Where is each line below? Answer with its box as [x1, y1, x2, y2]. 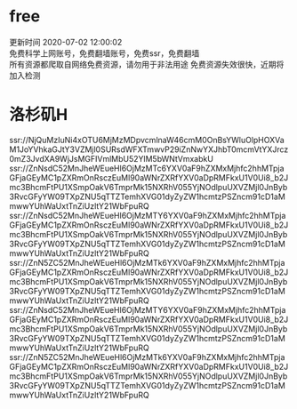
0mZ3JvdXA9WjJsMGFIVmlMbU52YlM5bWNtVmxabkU [9, 153, 213, 164]
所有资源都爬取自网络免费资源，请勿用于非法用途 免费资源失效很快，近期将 [9, 59, 285, 69]
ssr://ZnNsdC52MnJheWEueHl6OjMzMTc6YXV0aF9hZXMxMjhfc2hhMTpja [9, 163, 285, 173]
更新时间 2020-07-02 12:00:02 [9, 36, 123, 47]
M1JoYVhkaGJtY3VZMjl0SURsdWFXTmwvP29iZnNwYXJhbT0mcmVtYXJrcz [9, 144, 289, 155]
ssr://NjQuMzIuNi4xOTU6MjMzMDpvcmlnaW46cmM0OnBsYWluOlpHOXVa [9, 134, 285, 145]
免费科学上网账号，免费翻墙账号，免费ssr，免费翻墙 [9, 47, 200, 59]
